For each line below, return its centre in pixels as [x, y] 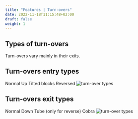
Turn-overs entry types [42, 71]
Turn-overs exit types [39, 99]
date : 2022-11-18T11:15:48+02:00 [40, 14]
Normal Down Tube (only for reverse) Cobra [50, 111]
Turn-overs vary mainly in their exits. [43, 56]
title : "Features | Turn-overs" [38, 10]
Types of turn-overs [37, 44]
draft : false [19, 19]
